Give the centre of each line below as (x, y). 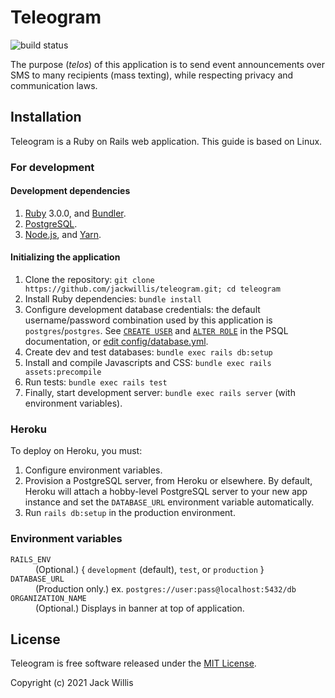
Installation (46, 117)
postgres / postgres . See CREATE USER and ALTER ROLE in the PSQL (156, 331)
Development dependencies (70, 191)
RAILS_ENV (31, 559)
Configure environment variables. (93, 470)
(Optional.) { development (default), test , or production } (150, 569)
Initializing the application (65, 257)
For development (52, 167)
